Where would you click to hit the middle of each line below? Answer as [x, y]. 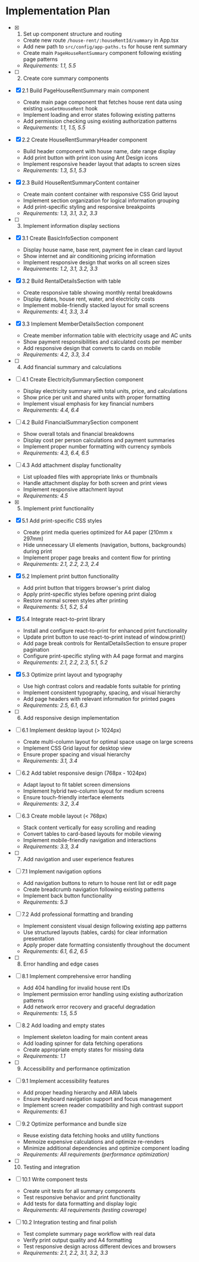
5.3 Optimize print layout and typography [72, 675]
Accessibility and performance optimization [77, 1068]
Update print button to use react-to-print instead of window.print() [104, 637]
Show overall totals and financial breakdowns [79, 434]
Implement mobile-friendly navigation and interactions [90, 840]
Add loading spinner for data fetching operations [83, 1043]
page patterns [40, 59]
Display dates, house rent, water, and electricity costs [89, 299]
